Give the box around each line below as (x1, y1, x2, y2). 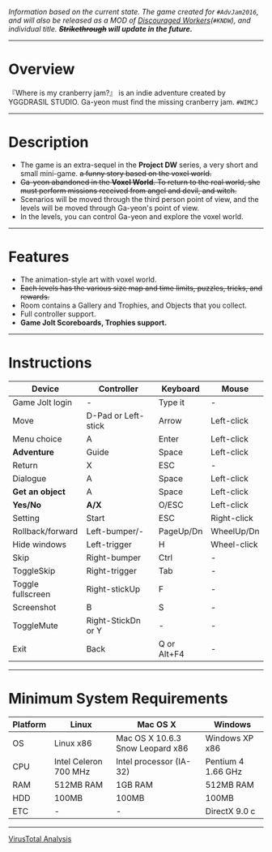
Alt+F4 (158, 648, 185, 660)
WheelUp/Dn (210, 525, 260, 536)
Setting (12, 512, 40, 523)
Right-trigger (86, 565, 138, 576)
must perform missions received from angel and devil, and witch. (19, 186, 237, 196)
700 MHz (53, 766, 91, 777)
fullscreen (12, 588, 51, 600)
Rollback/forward (12, 525, 79, 536)
